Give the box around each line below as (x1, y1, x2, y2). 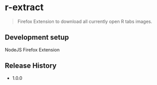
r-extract (5, 2, 44, 13)
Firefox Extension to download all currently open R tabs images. (17, 18, 152, 24)
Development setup (5, 33, 69, 42)
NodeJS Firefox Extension (5, 46, 60, 52)
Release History (5, 62, 57, 70)
